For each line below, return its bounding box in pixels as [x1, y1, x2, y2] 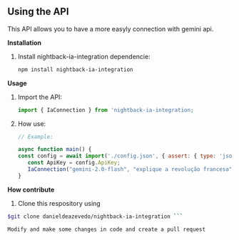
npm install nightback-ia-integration [17, 66, 133, 73]
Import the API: [17, 93, 63, 101]
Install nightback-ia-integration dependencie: [17, 52, 151, 61]
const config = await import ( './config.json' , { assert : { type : [17, 152, 216, 160]
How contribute [7, 185, 55, 194]
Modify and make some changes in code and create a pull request [7, 226, 205, 233]
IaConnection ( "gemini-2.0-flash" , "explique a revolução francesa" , [27, 166, 235, 173]
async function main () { [17, 146, 92, 153]
